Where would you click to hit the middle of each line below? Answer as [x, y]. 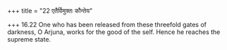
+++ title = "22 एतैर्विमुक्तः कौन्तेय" [50, 11]
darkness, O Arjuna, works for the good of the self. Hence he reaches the [114, 32]
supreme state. [29, 39]
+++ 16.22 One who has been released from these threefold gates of [107, 25]
